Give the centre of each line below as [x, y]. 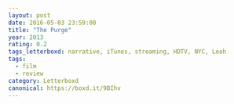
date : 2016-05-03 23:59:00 [52, 23]
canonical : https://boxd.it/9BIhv [65, 88]
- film [26, 66]
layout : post [29, 15]
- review [29, 74]
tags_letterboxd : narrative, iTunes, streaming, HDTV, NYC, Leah [117, 52]
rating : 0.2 [27, 45]
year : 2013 [26, 37]
